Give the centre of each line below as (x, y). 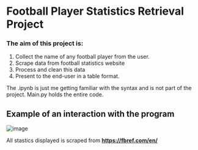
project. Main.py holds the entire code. (55, 95)
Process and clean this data (50, 70)
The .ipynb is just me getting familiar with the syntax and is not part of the (99, 88)
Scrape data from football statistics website (70, 63)
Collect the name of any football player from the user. (82, 57)
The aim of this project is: (45, 43)
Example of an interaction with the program (90, 114)
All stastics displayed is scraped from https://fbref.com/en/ (82, 141)
